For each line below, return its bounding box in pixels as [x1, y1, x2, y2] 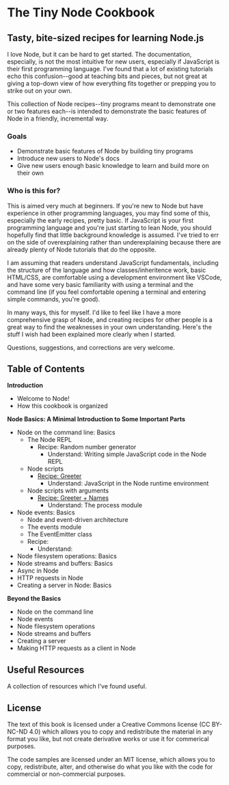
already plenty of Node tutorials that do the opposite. [7, 245, 157, 253]
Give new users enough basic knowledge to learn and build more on [16, 162, 210, 170]
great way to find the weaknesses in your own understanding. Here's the [7, 323, 212, 331]
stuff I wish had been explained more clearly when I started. [7, 330, 176, 338]
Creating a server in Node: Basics [16, 581, 112, 590]
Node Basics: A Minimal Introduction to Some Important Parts [7, 415, 186, 423]
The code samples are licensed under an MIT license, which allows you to [7, 756, 215, 764]
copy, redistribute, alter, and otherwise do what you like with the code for [7, 762, 213, 771]
